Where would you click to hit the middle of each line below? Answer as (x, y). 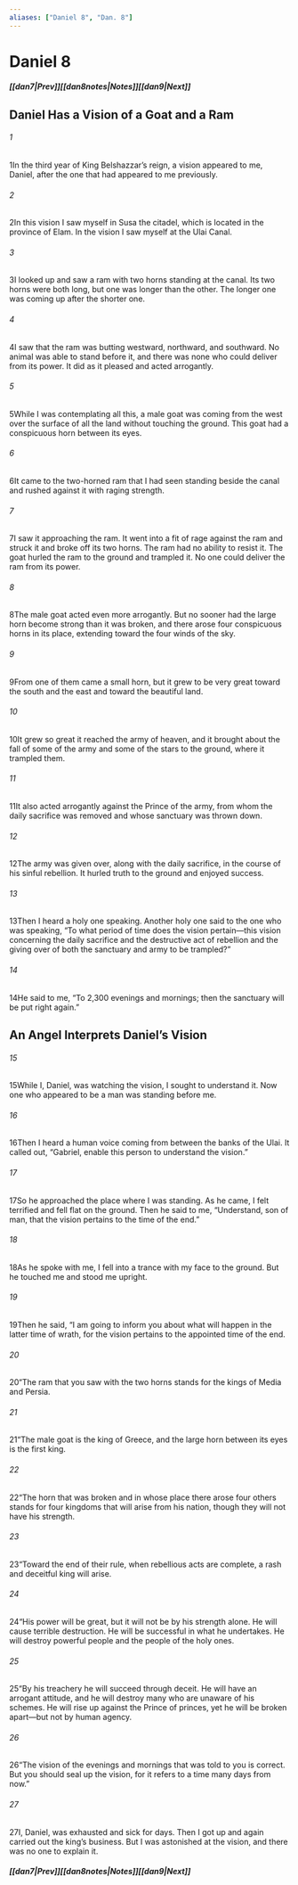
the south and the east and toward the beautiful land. (106, 691)
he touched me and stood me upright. (79, 1276)
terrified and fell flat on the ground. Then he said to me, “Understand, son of (149, 1209)
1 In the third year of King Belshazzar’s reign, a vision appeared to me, (136, 165)
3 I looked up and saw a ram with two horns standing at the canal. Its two (142, 280)
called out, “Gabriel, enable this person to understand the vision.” (129, 1152)
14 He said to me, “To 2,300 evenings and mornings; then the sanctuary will (147, 997)
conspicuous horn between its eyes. (76, 432)
